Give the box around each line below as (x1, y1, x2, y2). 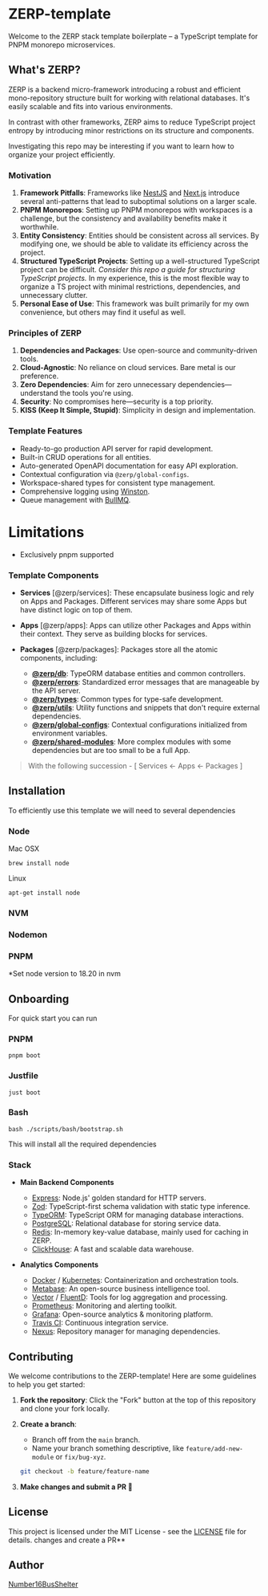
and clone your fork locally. (19, 1403, 110, 1413)
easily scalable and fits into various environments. (8, 101, 174, 111)
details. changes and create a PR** (8, 1535, 126, 1545)
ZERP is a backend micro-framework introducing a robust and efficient (8, 84, 242, 94)
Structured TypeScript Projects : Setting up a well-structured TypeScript (19, 256, 260, 266)
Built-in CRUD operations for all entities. (19, 452, 152, 462)
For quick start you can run (8, 1013, 98, 1023)
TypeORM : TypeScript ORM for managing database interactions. (31, 1210, 244, 1220)
